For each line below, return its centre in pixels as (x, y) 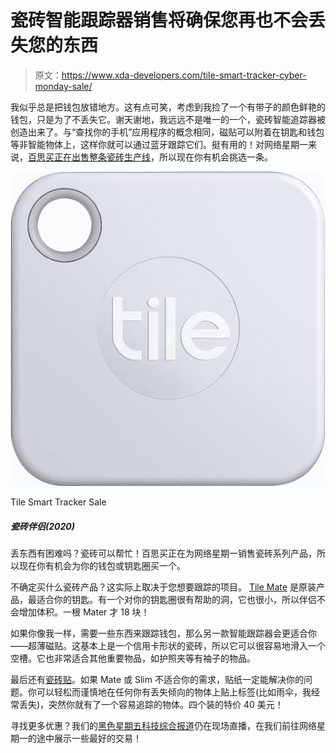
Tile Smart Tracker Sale (58, 502)
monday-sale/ (63, 86)
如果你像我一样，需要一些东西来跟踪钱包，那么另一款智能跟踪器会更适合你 (163, 633)
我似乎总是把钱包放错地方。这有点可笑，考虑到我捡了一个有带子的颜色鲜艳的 (168, 107)
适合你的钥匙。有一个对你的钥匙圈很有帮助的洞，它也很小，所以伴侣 (176, 599)
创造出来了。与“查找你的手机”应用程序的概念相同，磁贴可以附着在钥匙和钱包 (167, 132)
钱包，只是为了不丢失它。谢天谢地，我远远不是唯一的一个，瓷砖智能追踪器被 (168, 119)
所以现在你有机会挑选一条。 (215, 157)
